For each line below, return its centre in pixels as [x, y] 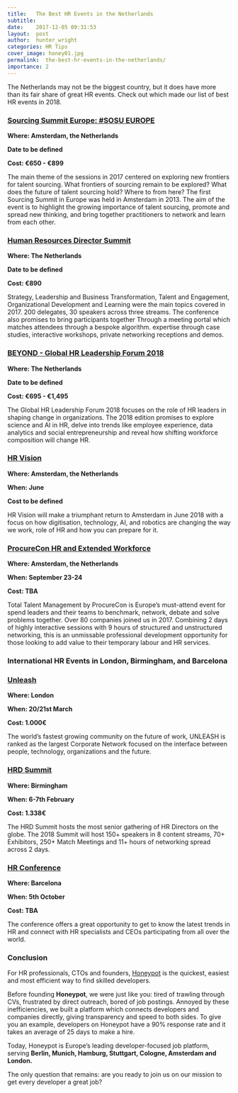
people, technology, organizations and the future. [79, 751]
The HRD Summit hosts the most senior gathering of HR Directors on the [113, 826]
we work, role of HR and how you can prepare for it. [83, 529]
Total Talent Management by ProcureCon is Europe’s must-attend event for [117, 605]
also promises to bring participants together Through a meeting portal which [119, 320]
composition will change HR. [49, 439]
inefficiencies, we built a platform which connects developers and [103, 1009]
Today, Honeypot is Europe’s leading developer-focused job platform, [109, 1046]
